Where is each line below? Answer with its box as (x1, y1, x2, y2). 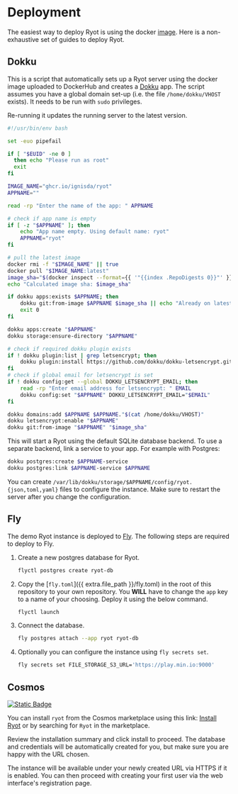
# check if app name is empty (7, 215, 97, 222)
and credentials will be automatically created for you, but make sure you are (7, 742, 229, 751)
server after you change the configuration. (7, 492, 131, 501)
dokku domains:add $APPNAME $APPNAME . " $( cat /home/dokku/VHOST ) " (7, 410, 204, 418)
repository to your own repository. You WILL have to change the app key (17, 587, 228, 595)
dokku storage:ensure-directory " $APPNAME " (7, 332, 138, 340)
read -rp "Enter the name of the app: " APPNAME (7, 202, 154, 209)
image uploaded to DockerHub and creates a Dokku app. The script (7, 82, 205, 91)
